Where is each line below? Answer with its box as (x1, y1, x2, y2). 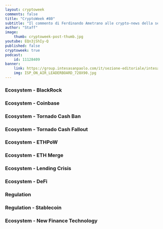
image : (5, 30, 18, 35)
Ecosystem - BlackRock (5, 86, 62, 93)
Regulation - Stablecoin (5, 204, 62, 211)
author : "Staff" (5, 25, 38, 30)
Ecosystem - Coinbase (5, 99, 60, 106)
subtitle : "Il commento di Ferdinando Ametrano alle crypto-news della (5, 20, 153, 26)
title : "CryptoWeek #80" (5, 16, 55, 21)
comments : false (5, 12, 38, 17)
